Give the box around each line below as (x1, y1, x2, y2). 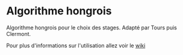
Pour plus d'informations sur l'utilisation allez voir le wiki (6, 42, 146, 49)
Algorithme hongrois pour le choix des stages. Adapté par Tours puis (6, 24, 178, 31)
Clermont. (6, 30, 31, 37)
